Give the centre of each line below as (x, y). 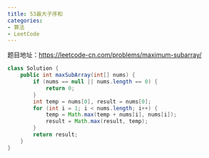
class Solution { (33, 68)
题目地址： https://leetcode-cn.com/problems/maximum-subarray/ (104, 55)
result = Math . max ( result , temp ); (97, 122)
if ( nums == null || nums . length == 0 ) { (96, 82)
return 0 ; (60, 88)
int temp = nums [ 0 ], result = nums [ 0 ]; (92, 101)
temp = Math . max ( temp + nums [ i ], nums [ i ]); (111, 115)
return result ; (56, 135)
